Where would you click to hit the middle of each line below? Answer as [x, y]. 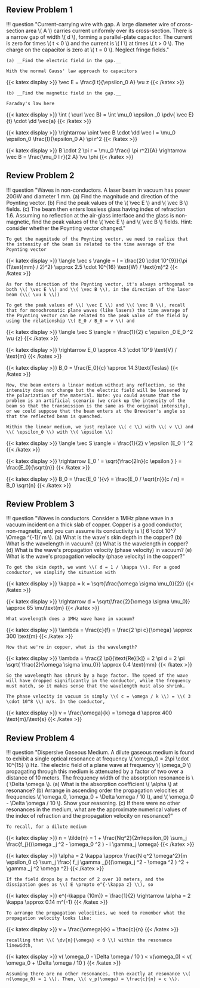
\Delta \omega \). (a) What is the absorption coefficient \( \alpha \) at [94, 784]
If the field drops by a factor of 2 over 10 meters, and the [85, 880]
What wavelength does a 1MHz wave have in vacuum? [70, 619]
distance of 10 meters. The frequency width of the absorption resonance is [98, 778]
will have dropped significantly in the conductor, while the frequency [99, 681]
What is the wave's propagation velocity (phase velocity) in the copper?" [96, 556]
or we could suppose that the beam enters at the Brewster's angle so [96, 411]
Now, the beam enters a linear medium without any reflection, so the [96, 385]
